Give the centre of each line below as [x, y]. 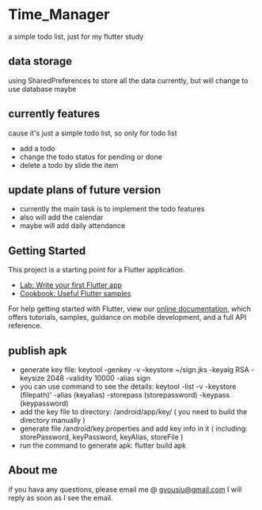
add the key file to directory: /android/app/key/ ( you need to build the [133, 412]
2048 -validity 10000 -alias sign [98, 378]
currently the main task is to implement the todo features [112, 209]
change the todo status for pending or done [91, 157]
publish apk [38, 350]
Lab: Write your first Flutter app [71, 285]
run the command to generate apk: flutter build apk [103, 445]
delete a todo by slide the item [69, 165]
